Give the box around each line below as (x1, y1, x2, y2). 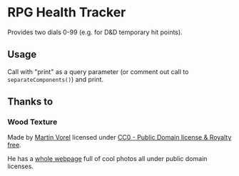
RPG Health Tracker (7, 4, 126, 21)
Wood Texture (7, 117, 58, 127)
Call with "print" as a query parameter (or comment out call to (7, 67, 189, 76)
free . (7, 140, 21, 150)
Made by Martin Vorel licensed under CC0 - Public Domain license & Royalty (7, 133, 232, 142)
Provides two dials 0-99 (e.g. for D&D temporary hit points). (7, 28, 183, 36)
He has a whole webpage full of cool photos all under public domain (7, 155, 208, 163)
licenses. (7, 162, 34, 171)
